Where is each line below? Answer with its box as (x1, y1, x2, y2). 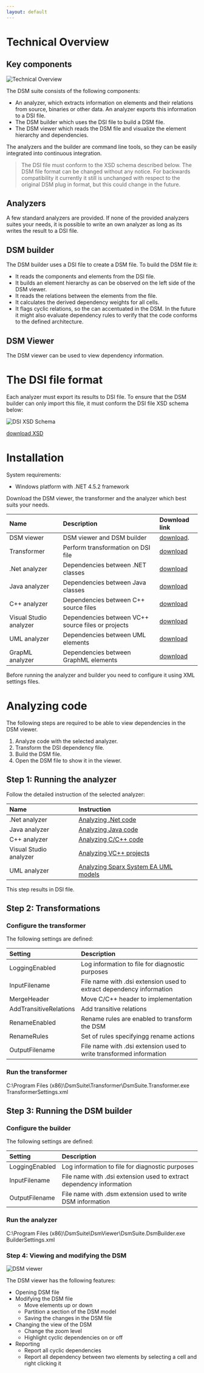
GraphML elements (63, 655, 118, 664)
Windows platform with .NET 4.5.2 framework (15, 483, 129, 490)
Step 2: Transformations (6, 904, 101, 914)
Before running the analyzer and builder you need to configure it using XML (6, 671, 195, 679)
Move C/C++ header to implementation (81, 995, 192, 1003)
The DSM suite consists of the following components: (6, 87, 140, 94)
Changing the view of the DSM (15, 1321, 92, 1328)
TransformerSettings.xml (6, 1088, 69, 1095)
